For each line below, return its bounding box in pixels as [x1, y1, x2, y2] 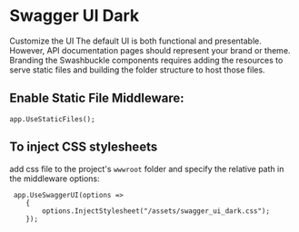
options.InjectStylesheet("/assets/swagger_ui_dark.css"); [42, 206, 271, 216]
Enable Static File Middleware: [9, 91, 184, 106]
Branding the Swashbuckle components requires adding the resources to [9, 54, 284, 65]
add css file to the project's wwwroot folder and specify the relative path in [9, 163, 284, 174]
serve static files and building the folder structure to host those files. [9, 64, 265, 75]
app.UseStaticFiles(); [9, 114, 95, 123]
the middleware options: [9, 173, 100, 184]
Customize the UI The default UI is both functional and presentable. [9, 35, 262, 46]
